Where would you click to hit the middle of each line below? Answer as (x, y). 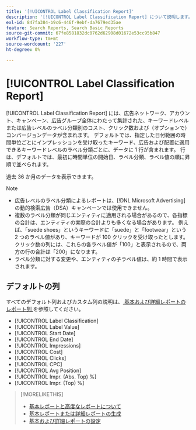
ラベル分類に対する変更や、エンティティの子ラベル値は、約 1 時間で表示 (101, 259)
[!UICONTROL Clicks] (40, 358)
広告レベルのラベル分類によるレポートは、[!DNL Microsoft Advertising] (100, 200)
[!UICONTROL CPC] (38, 364)
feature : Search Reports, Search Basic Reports (65, 28)
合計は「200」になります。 (68, 252)
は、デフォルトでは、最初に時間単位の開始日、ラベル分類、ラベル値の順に (95, 157)
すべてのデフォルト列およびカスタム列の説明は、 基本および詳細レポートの (96, 301)
